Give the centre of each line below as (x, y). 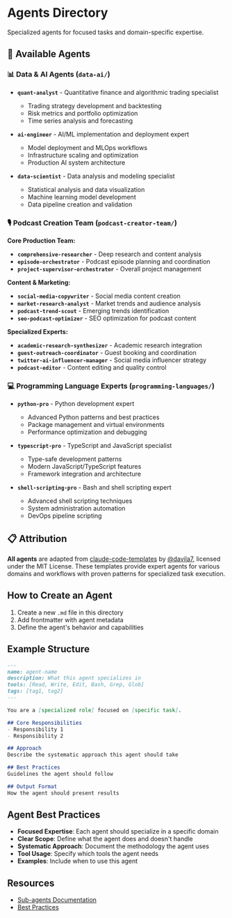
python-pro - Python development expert (76, 404)
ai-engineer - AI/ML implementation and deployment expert (103, 134)
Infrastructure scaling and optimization (83, 155)
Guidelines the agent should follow (60, 774)
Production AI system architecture (76, 163)
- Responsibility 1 (35, 729)
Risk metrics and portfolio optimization (83, 113)
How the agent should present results (63, 793)
